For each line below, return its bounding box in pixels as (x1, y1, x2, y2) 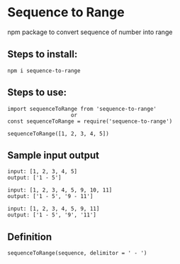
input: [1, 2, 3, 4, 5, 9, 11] (7, 205, 100, 213)
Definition (7, 231, 52, 243)
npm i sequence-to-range (7, 67, 81, 75)
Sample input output (7, 149, 99, 161)
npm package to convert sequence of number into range (7, 28, 173, 36)
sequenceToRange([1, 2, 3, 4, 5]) (7, 130, 110, 137)
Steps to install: (7, 48, 78, 60)
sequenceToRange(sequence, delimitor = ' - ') (7, 250, 147, 257)
